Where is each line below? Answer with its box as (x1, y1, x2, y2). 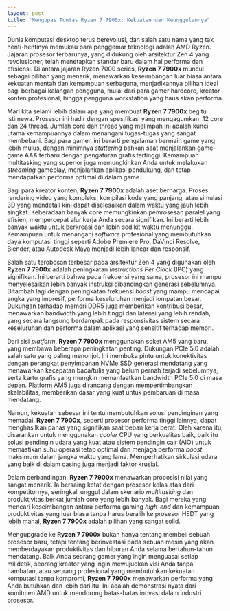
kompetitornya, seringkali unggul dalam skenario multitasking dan (7, 487, 194, 496)
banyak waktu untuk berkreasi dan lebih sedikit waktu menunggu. (7, 223, 194, 231)
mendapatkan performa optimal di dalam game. (7, 173, 142, 181)
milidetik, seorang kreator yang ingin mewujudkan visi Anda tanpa (7, 559, 194, 568)
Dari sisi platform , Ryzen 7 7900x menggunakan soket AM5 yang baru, (7, 337, 209, 345)
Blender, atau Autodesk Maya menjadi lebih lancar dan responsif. (7, 245, 191, 253)
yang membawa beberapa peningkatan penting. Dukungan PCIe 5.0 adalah (7, 344, 220, 353)
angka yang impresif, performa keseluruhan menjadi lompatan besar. (7, 294, 202, 302)
